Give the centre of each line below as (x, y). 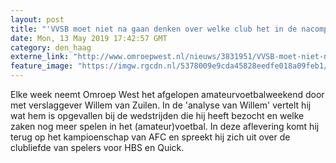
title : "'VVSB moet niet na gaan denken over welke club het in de (154, 29)
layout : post (37, 19)
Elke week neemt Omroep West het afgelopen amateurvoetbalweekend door (167, 94)
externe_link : (40, 57)
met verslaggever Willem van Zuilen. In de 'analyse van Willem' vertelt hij (161, 105)
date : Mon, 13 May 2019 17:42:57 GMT (89, 38)
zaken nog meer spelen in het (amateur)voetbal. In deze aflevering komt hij (165, 126)
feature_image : (42, 66)
